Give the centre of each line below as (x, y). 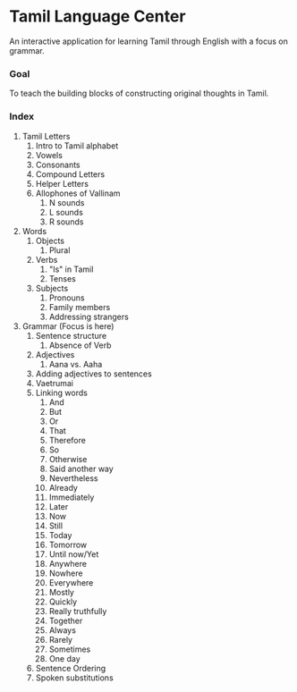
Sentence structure (71, 335)
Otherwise (68, 459)
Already (64, 487)
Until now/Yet (74, 554)
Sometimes (70, 649)
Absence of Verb (80, 345)
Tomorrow (68, 544)
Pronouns (67, 298)
